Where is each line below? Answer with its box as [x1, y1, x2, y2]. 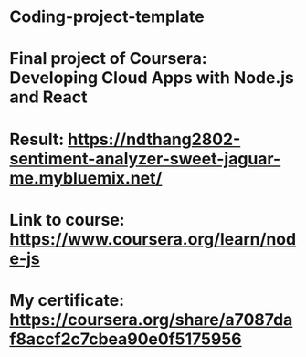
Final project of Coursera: [9, 48, 207, 69]
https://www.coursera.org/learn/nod [9, 228, 297, 249]
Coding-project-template [9, 6, 205, 27]
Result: [9, 129, 65, 150]
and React [9, 87, 88, 108]
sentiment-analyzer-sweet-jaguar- [9, 148, 281, 169]
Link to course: [9, 209, 125, 230]
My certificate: [9, 289, 125, 310]
